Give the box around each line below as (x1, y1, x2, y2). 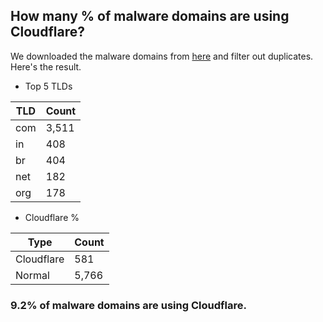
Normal (15, 268, 50, 282)
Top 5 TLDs (24, 80, 73, 92)
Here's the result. (10, 60, 82, 73)
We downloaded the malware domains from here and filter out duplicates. (10, 50, 314, 62)
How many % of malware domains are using (10, 8, 290, 25)
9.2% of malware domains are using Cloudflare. (10, 298, 247, 312)
